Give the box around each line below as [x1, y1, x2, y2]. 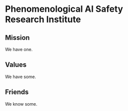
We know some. [5, 101, 38, 107]
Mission [5, 33, 30, 42]
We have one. [5, 47, 33, 52]
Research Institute [5, 14, 82, 25]
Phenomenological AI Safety [5, 3, 123, 15]
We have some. [5, 74, 37, 80]
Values [5, 60, 27, 69]
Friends [5, 88, 29, 96]
